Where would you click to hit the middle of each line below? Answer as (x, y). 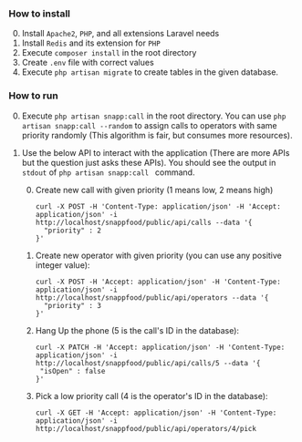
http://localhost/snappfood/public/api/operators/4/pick (146, 428)
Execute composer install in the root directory (109, 53)
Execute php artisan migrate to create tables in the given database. (150, 72)
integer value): (62, 265)
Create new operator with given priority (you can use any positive (158, 255)
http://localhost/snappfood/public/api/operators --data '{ (152, 298)
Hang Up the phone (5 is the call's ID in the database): (137, 330)
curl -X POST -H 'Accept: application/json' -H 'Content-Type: (158, 282)
